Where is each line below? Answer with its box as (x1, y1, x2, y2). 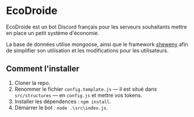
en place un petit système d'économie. (6, 29, 100, 36)
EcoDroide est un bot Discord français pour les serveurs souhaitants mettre (6, 23, 188, 30)
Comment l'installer (6, 64, 80, 74)
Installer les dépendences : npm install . (14, 98, 111, 105)
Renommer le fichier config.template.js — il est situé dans (14, 86, 157, 93)
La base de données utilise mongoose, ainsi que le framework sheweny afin (6, 41, 188, 48)
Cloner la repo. (14, 79, 51, 86)
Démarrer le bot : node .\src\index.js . (14, 104, 108, 111)
